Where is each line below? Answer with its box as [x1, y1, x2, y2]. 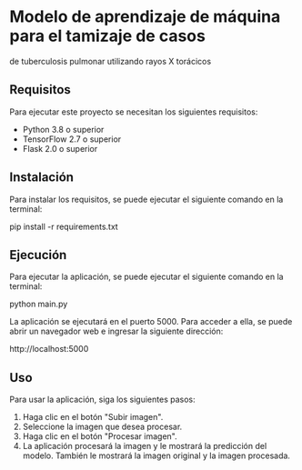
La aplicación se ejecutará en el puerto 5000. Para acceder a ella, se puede [9, 316, 293, 327]
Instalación [9, 170, 75, 185]
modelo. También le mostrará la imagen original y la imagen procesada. [22, 450, 291, 461]
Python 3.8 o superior [22, 124, 105, 135]
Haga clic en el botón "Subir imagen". [22, 412, 164, 423]
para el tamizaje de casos [9, 25, 206, 46]
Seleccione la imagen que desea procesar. [22, 421, 183, 433]
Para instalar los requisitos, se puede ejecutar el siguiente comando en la [9, 194, 284, 205]
